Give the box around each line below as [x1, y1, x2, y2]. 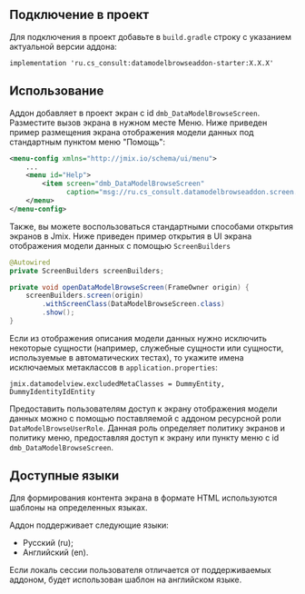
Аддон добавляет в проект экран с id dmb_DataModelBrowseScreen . [9, 107, 261, 118]
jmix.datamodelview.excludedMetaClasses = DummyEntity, [9, 379, 225, 389]
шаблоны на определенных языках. [9, 501, 148, 512]
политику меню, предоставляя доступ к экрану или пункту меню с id [9, 431, 280, 443]
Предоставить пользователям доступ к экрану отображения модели [9, 403, 279, 414]
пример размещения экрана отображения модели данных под [9, 126, 254, 137]
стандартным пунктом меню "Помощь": [9, 136, 166, 147]
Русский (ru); [22, 537, 74, 548]
